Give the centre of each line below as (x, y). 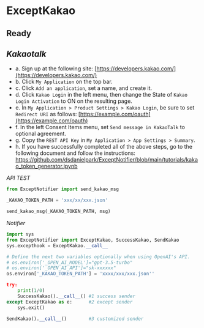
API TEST (18, 178)
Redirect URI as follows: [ (48, 114)
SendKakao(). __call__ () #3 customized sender (75, 319)
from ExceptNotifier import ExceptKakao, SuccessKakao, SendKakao (93, 240)
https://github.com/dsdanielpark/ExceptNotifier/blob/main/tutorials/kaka (106, 160)
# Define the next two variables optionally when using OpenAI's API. (98, 257)
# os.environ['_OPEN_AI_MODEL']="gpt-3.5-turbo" (70, 263)
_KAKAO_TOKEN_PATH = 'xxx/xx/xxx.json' (57, 200)
